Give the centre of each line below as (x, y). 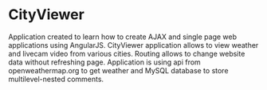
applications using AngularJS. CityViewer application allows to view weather (133, 45)
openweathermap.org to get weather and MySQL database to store (118, 70)
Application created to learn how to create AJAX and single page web (123, 37)
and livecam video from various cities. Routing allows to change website (127, 53)
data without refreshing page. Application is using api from (104, 62)
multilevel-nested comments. (56, 79)
